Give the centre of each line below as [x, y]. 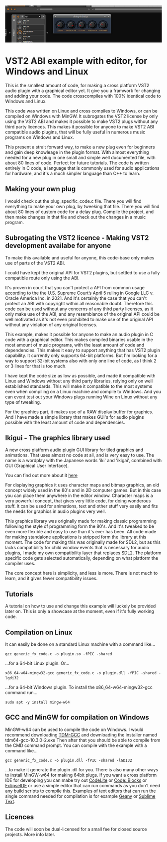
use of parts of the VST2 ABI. [35, 263]
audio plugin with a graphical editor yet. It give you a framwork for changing [83, 91]
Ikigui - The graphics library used [58, 438]
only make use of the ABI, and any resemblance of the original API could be [83, 314]
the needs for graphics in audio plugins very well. [56, 511]
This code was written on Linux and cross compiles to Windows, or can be [82, 111]
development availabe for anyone [58, 246]
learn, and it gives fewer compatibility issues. [51, 579]
